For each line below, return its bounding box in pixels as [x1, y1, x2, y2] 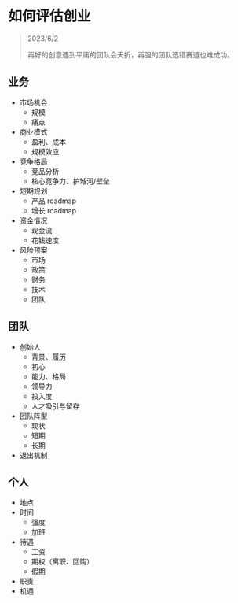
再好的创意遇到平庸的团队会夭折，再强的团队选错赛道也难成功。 [27, 50, 234, 59]
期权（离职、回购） [31, 557, 94, 567]
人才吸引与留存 [31, 401, 80, 410]
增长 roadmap [31, 205, 77, 215]
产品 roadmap [31, 196, 77, 205]
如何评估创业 [8, 7, 92, 25]
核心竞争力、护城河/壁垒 [31, 176, 110, 186]
